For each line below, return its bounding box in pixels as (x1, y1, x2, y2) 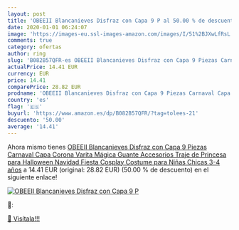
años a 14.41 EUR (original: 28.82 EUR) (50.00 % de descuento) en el (7, 165, 209, 174)
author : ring (7, 51, 46, 58)
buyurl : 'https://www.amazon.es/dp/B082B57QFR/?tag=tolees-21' (7, 110, 199, 117)
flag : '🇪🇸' (7, 103, 43, 110)
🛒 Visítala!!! (7, 214, 41, 223)
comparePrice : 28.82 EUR (7, 83, 81, 90)
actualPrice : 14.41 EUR (7, 63, 78, 70)
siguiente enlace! (7, 172, 58, 182)
